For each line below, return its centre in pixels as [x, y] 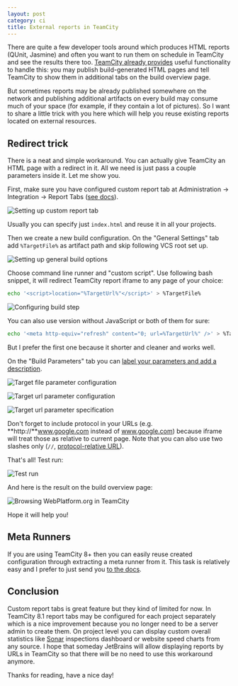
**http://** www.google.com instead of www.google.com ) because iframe [115, 431]
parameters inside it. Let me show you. [64, 176]
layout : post [27, 14]
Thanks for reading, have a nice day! [61, 675]
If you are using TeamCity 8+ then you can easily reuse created [100, 554]
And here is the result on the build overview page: [80, 487]
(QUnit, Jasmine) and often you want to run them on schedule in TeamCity [116, 55]
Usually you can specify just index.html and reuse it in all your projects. [112, 225]
